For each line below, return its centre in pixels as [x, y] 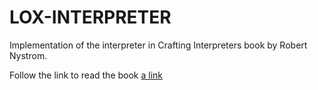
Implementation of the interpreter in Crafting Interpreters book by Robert [158, 45]
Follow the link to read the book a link [86, 75]
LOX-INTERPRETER [90, 17]
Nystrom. [28, 55]
